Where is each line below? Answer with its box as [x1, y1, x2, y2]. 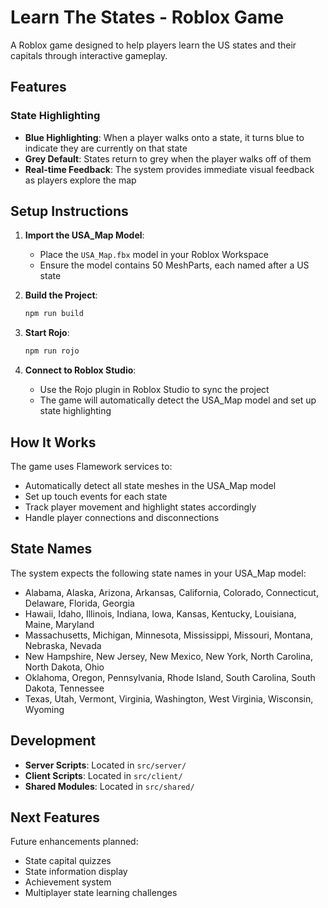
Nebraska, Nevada [24, 639, 102, 651]
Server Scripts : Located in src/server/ [24, 759, 187, 771]
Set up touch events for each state [24, 491, 168, 502]
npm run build [24, 309, 84, 319]
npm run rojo [24, 346, 80, 356]
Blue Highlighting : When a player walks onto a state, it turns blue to [24, 131, 305, 143]
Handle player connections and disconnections [24, 512, 220, 523]
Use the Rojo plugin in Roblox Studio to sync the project [39, 384, 270, 396]
